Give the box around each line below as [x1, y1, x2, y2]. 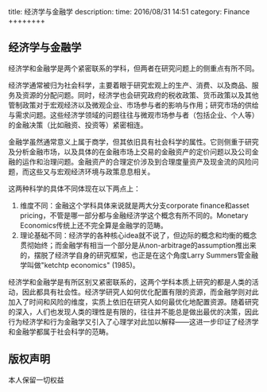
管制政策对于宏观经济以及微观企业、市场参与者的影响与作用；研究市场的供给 [8, 100, 259, 110]
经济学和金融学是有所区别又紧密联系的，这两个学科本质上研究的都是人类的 [8, 277, 252, 286]
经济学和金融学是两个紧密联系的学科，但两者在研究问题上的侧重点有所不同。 [8, 63, 259, 73]
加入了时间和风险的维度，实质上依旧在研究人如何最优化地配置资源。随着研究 [8, 297, 259, 306]
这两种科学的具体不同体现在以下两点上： [8, 184, 141, 193]
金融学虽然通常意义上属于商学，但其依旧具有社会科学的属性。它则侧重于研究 [8, 137, 259, 146]
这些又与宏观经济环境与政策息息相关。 [29, 166, 155, 177]
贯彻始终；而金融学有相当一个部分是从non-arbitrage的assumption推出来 [19, 240, 257, 250]
